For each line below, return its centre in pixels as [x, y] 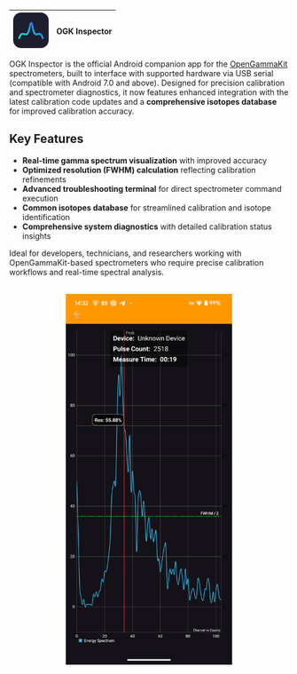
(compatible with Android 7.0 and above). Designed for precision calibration [147, 83]
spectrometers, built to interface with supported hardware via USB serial [141, 73]
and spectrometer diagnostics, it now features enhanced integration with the [149, 92]
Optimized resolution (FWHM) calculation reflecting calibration [139, 170]
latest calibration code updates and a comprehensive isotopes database [143, 102]
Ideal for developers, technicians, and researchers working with [125, 253]
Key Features [47, 139]
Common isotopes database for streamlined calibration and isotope [147, 207]
